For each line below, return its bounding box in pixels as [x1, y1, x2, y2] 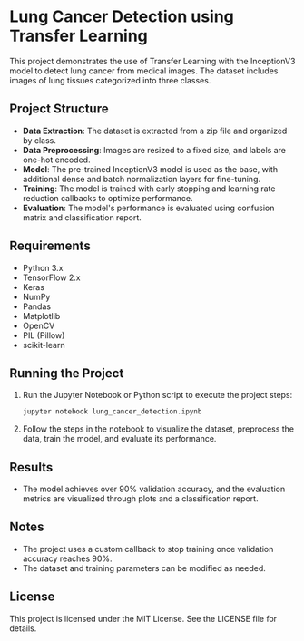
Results [9, 460, 54, 475]
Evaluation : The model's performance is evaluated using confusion [22, 202, 275, 213]
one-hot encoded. [22, 154, 91, 165]
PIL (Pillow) [22, 329, 65, 341]
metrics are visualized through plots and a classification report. [22, 493, 259, 504]
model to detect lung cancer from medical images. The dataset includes [9, 65, 279, 76]
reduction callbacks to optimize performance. [22, 192, 193, 203]
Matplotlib [22, 310, 61, 321]
